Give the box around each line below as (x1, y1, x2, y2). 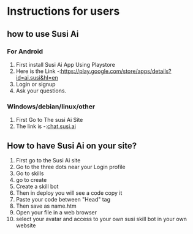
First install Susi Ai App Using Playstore (15, 61, 115, 68)
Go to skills (15, 170, 44, 177)
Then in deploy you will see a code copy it (15, 189, 123, 197)
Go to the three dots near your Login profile (15, 163, 126, 170)
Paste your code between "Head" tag (15, 195, 111, 203)
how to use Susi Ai (7, 29, 79, 39)
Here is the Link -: (15, 67, 61, 75)
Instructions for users (7, 4, 120, 18)
